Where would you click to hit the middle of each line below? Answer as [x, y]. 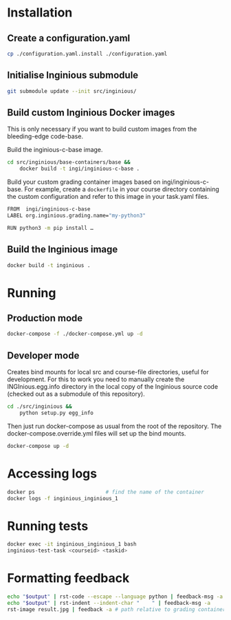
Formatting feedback [68, 578]
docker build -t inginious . [49, 265]
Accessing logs [52, 473]
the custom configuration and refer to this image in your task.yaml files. [108, 197]
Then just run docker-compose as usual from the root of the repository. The [114, 426]
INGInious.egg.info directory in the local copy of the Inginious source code [113, 387]
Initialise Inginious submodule [73, 75]
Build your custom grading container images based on [84, 182]
